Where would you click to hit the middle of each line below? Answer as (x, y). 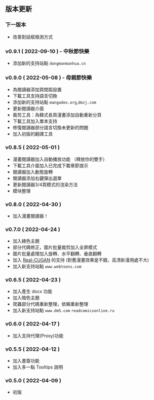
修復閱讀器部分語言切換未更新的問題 (50, 128)
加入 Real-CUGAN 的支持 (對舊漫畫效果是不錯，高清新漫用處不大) (81, 260)
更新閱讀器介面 (28, 108)
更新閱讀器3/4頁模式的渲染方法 (45, 185)
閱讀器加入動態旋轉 (33, 172)
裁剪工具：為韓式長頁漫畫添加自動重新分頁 (57, 115)
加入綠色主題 (26, 241)
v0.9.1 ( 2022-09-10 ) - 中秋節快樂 (47, 51)
